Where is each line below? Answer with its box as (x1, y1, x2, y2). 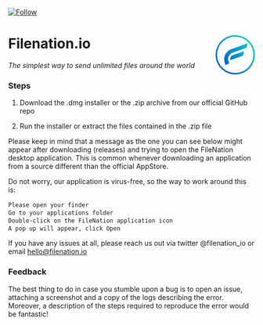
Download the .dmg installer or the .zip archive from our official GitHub (19, 98, 248, 107)
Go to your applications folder (8, 209, 113, 217)
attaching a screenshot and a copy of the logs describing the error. (8, 292, 225, 302)
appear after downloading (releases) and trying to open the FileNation (8, 145, 233, 154)
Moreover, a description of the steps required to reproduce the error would (8, 301, 249, 310)
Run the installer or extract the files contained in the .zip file (19, 121, 212, 131)
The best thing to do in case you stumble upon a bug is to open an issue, (8, 284, 243, 294)
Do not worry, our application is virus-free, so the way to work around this (8, 177, 247, 186)
